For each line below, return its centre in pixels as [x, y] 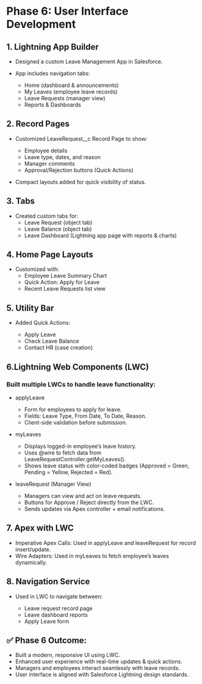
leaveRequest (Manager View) [53, 484]
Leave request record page [58, 608]
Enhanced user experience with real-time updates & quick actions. [99, 661]
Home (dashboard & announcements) [71, 85]
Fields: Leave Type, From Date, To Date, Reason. [85, 416]
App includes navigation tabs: [52, 73]
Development [41, 24]
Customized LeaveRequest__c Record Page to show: [81, 138]
